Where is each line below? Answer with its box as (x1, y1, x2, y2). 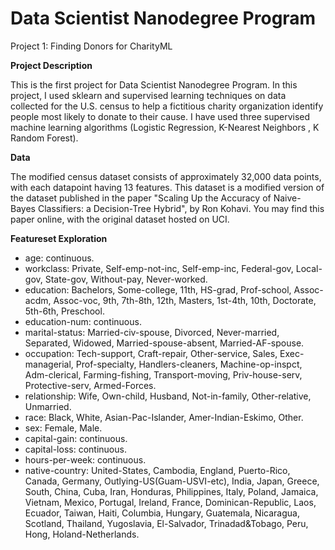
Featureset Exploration (10, 232, 108, 244)
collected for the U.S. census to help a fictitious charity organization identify (10, 100, 324, 112)
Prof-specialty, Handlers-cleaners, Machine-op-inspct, (75, 358, 303, 370)
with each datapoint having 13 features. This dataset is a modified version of (10, 181, 325, 193)
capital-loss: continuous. (24, 443, 127, 455)
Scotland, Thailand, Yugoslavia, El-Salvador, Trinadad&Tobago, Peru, (24, 517, 309, 529)
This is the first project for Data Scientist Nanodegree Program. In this (10, 78, 298, 91)
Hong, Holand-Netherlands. (24, 528, 140, 540)
